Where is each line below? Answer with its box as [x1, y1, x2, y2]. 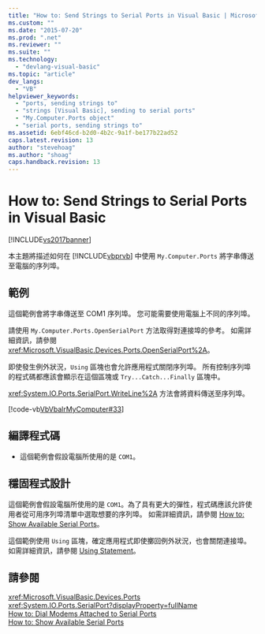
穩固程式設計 [8, 477, 71, 490]
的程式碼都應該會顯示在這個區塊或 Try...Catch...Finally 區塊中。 [8, 371, 225, 381]
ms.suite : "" [8, 48, 51, 56]
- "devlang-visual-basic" [15, 63, 101, 71]
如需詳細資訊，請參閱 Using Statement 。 [8, 546, 140, 555]
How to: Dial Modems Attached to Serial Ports [8, 609, 157, 619]
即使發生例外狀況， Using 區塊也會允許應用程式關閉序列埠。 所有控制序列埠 [8, 362, 251, 371]
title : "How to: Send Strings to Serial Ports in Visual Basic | [8, 11, 227, 20]
